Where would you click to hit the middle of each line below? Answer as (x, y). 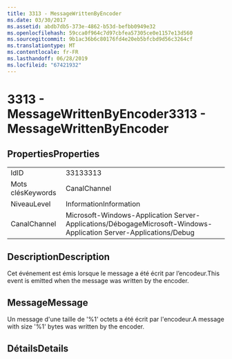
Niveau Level (31, 203)
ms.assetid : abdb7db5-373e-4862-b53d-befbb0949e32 (81, 26)
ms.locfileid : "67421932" (44, 65)
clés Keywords (33, 192)
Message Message (48, 303)
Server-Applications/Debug (149, 232)
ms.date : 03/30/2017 (37, 20)
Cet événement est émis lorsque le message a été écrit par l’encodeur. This (113, 273)
